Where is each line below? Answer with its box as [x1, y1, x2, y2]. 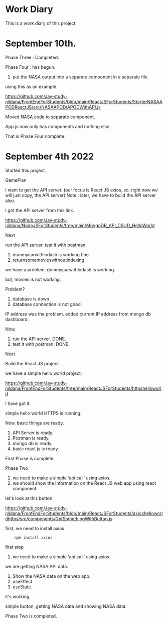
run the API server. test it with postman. [5, 242, 87, 248]
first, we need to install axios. [5, 525, 66, 531]
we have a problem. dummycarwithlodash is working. [5, 266, 115, 272]
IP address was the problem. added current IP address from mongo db [5, 310, 151, 317]
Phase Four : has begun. [5, 64, 56, 70]
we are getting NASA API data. [5, 563, 69, 569]
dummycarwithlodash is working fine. [12, 251, 90, 257]
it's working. [5, 593, 31, 599]
